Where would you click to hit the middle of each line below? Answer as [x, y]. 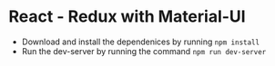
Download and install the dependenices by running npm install [141, 42]
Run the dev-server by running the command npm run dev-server [144, 51]
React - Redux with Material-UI [127, 17]
